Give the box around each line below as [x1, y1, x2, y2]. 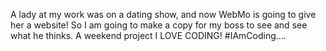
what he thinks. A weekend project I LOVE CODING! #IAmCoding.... [10, 30, 287, 41]
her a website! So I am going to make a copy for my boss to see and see [10, 19, 308, 31]
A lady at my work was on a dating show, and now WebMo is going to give [10, 9, 317, 20]
